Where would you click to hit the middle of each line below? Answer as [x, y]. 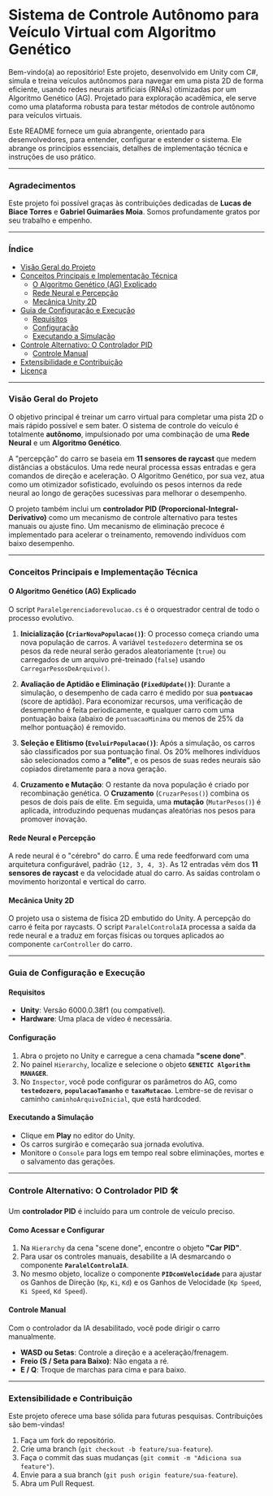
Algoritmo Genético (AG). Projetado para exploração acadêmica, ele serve [133, 98]
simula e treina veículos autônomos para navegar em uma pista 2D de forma [136, 80]
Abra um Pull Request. [57, 1483]
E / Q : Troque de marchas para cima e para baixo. [103, 1369]
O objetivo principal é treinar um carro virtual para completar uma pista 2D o [136, 417]
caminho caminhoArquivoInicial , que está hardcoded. [110, 1099]
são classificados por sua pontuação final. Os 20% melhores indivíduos [140, 751]
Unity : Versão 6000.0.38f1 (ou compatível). [93, 1010]
